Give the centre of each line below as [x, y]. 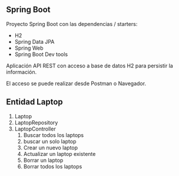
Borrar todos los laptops [53, 166]
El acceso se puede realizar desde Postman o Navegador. [76, 83]
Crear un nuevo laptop [51, 148]
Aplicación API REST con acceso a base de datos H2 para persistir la [90, 66]
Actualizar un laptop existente [59, 154]
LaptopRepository [36, 122]
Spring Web [29, 48]
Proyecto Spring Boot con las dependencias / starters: [72, 24]
